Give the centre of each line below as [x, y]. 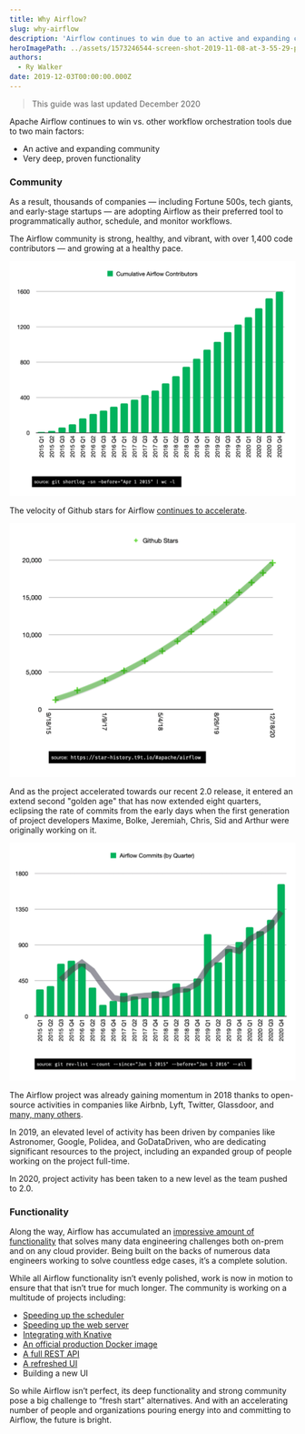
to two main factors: [47, 131]
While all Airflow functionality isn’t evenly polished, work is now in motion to [151, 1278]
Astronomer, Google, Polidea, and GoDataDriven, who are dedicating [138, 1141]
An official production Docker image [90, 1344]
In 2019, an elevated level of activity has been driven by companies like [142, 1132]
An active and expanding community [91, 148]
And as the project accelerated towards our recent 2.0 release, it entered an [151, 791]
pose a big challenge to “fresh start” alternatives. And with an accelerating [149, 1400]
